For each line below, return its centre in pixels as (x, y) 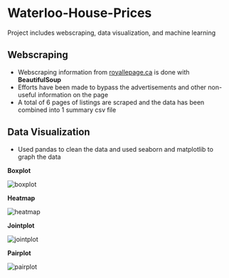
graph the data (39, 157)
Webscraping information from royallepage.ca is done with (103, 72)
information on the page (73, 94)
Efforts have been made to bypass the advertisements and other (112, 87)
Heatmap (21, 198)
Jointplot (21, 226)
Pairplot (19, 252)
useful (27, 94)
